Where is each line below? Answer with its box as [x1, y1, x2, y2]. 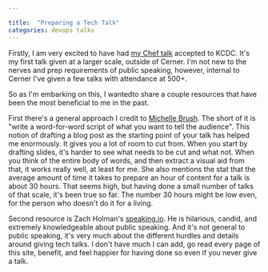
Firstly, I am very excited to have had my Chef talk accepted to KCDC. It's [8, 48, 250, 58]
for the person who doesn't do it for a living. [8, 198, 154, 208]
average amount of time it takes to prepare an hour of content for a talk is [8, 173, 250, 182]
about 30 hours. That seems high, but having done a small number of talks [8, 181, 254, 190]
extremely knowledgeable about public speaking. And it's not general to [8, 222, 246, 232]
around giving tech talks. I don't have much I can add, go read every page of [8, 239, 261, 249]
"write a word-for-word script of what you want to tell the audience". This [8, 122, 250, 131]
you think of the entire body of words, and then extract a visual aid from [8, 155, 246, 165]
